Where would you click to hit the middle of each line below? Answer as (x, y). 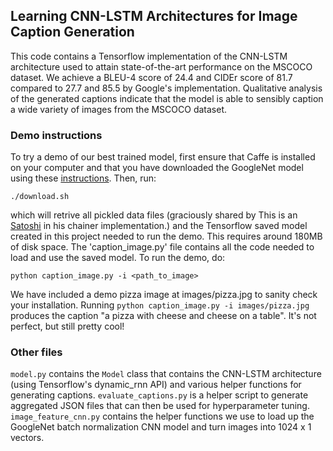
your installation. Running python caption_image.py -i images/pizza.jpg (160, 305)
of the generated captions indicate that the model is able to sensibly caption (167, 98)
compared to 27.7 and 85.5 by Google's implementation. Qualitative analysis (166, 88)
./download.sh (40, 197)
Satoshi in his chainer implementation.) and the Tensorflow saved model (159, 226)
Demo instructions (56, 135)
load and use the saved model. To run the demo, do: (118, 258)
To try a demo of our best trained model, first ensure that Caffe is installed (163, 157)
